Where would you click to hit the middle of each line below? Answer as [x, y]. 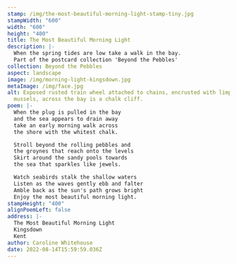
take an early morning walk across [66, 125]
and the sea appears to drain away [66, 119]
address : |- [25, 217]
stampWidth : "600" [34, 20]
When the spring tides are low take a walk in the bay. [97, 54]
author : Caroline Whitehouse [50, 243]
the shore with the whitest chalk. [66, 132]
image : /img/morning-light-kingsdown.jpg [69, 79]
